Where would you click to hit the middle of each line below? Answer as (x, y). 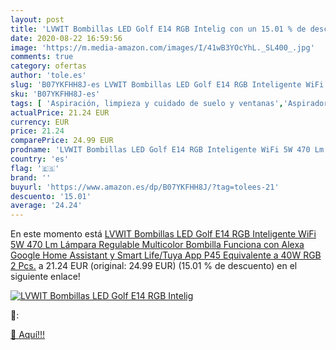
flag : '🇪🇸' (35, 168)
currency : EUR (40, 122)
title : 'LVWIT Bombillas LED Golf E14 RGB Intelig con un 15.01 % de (158, 29)
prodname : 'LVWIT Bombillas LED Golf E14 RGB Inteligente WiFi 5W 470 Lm (167, 150)
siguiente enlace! (45, 277)
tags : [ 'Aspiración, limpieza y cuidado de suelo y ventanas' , (147, 103)
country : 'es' (40, 159)
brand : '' (31, 177)
